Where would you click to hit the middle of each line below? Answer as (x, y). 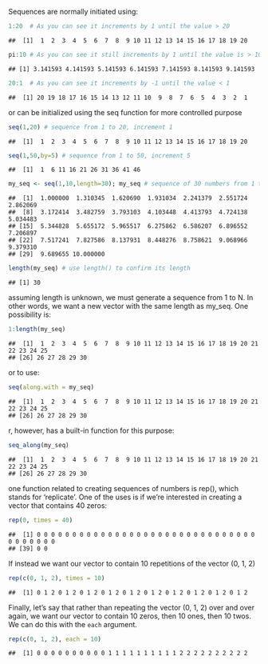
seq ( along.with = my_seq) (51, 387)
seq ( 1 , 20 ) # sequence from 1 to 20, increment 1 (91, 127)
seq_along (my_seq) (39, 445)
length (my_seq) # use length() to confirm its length (100, 268)
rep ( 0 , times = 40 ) (41, 520)
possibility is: (30, 314)
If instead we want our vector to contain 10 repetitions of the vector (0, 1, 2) (132, 563)
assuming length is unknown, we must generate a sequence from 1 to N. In (131, 298)
